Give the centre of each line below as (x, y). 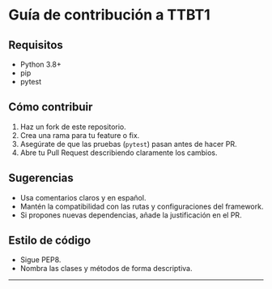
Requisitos (36, 45)
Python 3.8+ (41, 64)
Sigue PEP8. (40, 260)
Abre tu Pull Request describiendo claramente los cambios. (119, 153)
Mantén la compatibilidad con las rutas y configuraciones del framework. (142, 206)
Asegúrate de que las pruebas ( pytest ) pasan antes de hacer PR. (128, 144)
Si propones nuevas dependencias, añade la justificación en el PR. (131, 215)
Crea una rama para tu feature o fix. (80, 135)
